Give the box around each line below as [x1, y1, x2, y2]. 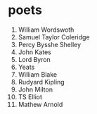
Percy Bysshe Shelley [18, 40, 82, 49]
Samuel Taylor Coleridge [18, 32, 90, 41]
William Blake [18, 70, 58, 79]
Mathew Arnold [18, 100, 63, 108]
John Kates [18, 48, 51, 56]
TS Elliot [18, 92, 43, 101]
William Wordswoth [18, 25, 75, 34]
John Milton [18, 85, 53, 94]
